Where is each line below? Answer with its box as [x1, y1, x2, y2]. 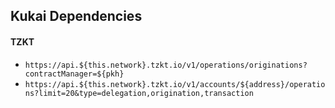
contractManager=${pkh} [24, 69, 125, 79]
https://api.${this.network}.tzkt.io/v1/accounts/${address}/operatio [24, 79, 326, 89]
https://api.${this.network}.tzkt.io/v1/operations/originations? [24, 60, 308, 70]
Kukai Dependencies [10, 8, 143, 25]
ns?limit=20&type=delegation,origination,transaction [24, 88, 254, 98]
